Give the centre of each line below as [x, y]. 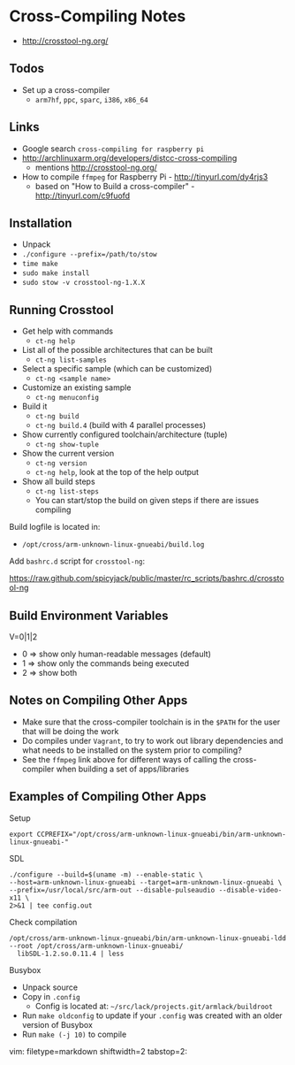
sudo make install [56, 273]
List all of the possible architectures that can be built [117, 350]
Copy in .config [51, 996]
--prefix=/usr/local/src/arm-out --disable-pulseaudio [112, 890]
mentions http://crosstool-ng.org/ [96, 167]
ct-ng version [61, 464]
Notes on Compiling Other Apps [98, 701]
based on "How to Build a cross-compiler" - [115, 186]
